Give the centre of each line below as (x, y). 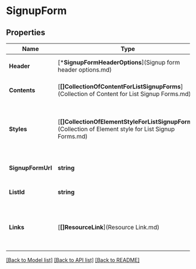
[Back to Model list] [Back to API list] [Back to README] (73, 260)
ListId (17, 192)
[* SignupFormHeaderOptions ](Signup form (119, 62)
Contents (22, 90)
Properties (26, 33)
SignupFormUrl (31, 168)
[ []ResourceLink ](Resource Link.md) (108, 227)
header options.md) (85, 70)
